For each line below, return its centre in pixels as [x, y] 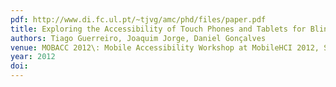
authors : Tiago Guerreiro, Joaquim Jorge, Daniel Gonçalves [138, 38]
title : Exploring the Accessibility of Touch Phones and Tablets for [158, 29]
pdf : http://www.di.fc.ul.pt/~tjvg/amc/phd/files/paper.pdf [138, 19]
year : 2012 [33, 57]
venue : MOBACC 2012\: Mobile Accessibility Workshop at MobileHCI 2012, [165, 47]
